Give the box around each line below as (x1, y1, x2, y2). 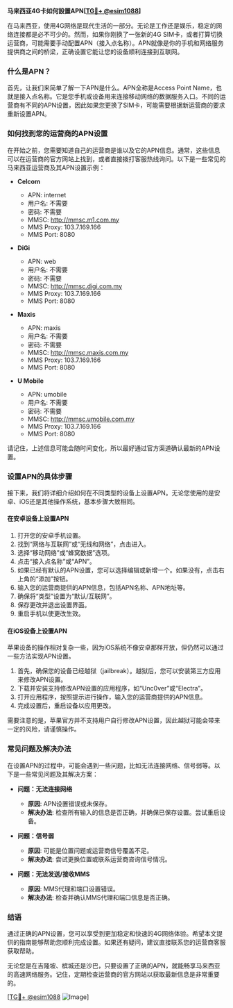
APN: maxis (27, 323, 61, 332)
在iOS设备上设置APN (7, 627, 67, 635)
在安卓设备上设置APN (7, 514, 69, 523)
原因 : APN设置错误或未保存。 (27, 799, 111, 808)
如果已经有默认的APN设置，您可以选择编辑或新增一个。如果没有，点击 (17, 566, 218, 575)
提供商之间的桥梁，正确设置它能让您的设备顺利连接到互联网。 (7, 48, 184, 56)
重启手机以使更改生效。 (17, 609, 85, 618)
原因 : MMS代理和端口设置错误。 (27, 884, 119, 893)
